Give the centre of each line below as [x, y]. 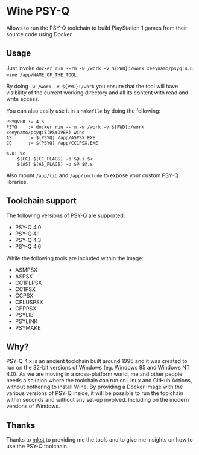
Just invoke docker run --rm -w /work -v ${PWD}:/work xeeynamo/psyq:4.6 [99, 68]
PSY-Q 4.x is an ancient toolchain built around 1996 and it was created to [97, 361]
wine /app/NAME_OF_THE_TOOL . [42, 74]
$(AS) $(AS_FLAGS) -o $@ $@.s [55, 164]
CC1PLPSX [28, 283]
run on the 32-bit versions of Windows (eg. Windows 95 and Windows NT [98, 368]
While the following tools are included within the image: [75, 258]
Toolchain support [42, 201]
